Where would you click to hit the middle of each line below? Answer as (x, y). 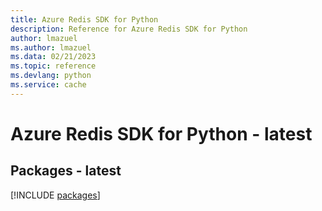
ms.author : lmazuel (51, 47)
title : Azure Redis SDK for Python (84, 19)
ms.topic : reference (53, 66)
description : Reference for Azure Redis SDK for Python (129, 29)
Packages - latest (66, 171)
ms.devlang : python (51, 76)
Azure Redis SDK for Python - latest (161, 133)
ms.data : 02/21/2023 (53, 57)
